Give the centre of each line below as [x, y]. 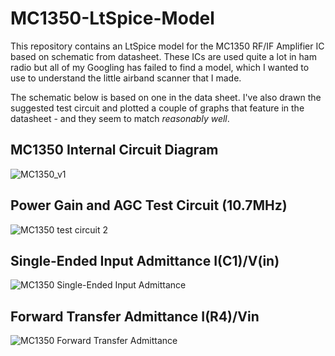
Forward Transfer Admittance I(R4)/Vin [135, 316]
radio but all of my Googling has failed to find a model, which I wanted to [160, 67]
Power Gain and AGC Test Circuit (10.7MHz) [149, 205]
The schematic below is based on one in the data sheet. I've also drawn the [166, 97]
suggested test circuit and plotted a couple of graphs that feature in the [157, 108]
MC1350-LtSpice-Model [112, 18]
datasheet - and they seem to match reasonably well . [120, 118]
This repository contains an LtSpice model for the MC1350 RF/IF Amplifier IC [167, 46]
